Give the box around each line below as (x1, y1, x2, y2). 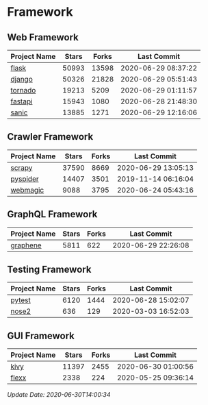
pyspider (10, 174, 39, 184)
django (10, 75, 33, 84)
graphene (10, 241, 42, 250)
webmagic (10, 185, 44, 195)
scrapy (10, 162, 33, 172)
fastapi (10, 97, 33, 106)
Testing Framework (7, 264, 92, 275)
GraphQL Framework (7, 208, 98, 220)
